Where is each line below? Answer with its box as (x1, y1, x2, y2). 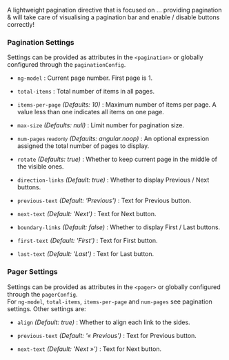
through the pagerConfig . (7, 290, 78, 298)
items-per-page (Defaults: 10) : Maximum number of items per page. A (17, 100, 217, 109)
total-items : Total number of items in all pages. (17, 87, 155, 96)
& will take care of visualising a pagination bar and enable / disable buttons (7, 13, 220, 21)
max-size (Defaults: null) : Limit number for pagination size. (17, 121, 185, 129)
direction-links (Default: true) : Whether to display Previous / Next (17, 176, 210, 184)
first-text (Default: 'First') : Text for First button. (17, 237, 158, 245)
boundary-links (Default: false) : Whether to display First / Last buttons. (17, 223, 221, 231)
